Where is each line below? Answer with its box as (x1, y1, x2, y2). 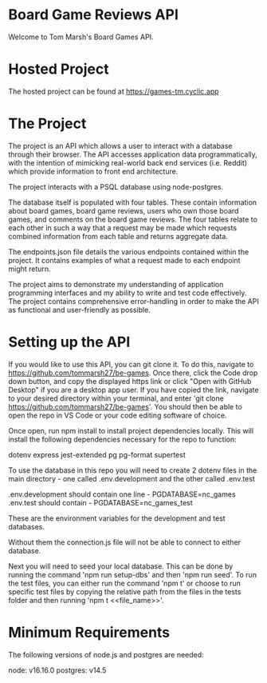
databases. (8, 521, 45, 531)
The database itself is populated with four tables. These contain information (8, 198, 257, 207)
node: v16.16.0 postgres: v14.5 (8, 665, 107, 675)
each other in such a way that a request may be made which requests (8, 222, 238, 233)
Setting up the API (8, 334, 131, 351)
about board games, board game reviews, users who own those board (8, 206, 239, 215)
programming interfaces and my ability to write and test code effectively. (8, 288, 247, 298)
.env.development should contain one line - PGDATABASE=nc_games (8, 489, 237, 499)
